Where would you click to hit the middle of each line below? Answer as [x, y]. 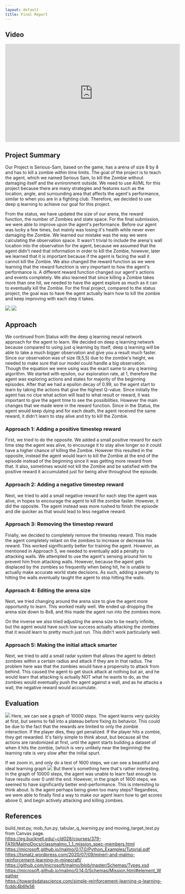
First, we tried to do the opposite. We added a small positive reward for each [84, 440]
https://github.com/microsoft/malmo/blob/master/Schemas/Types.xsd [77, 865]
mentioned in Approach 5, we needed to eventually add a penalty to [75, 551]
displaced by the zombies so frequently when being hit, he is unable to [78, 567]
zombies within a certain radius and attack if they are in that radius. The [79, 661]
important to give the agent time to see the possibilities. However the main [82, 400]
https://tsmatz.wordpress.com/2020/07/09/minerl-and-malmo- [70, 855]
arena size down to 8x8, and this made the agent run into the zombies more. [84, 612]
